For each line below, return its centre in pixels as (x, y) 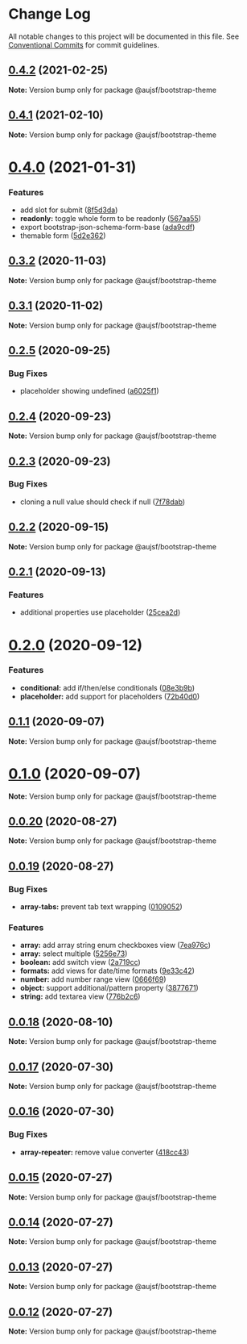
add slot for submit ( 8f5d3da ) (69, 210)
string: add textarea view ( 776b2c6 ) (80, 996)
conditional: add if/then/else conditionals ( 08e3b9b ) (107, 687)
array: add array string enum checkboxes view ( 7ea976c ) (115, 945)
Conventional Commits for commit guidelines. (84, 44)
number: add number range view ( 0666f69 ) (93, 979)
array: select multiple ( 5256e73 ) (74, 954)
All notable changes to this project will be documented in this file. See (124, 36)
